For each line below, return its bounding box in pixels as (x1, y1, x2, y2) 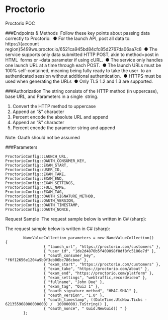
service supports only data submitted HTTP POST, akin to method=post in (5, 51, 159, 58)
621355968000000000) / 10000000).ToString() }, (5, 301, 109, 306)
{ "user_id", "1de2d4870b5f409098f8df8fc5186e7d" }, (43, 248, 156, 253)
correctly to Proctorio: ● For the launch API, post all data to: (5, 35, 131, 41)
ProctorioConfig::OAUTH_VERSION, (5, 198, 75, 203)
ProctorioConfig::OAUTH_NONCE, (5, 207, 71, 212)
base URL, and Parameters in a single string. (5, 93, 99, 99)
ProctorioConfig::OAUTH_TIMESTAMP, (5, 202, 80, 207)
